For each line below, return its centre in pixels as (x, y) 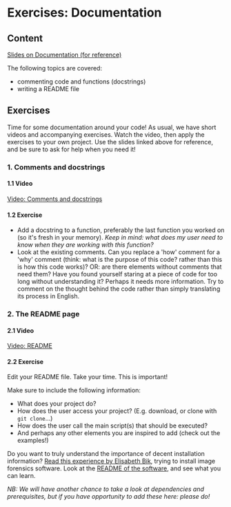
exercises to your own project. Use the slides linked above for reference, (110, 142)
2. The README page (43, 314)
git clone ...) (35, 419)
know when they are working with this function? (85, 245)
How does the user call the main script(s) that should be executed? (112, 425)
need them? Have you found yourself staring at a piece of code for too (117, 274)
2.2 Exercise (25, 361)
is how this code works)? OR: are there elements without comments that (119, 267)
